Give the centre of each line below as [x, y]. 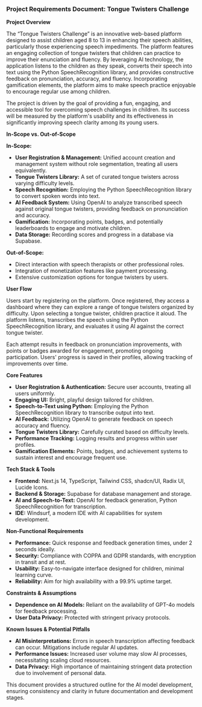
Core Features [24, 376]
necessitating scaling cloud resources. [63, 661]
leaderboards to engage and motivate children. [73, 228]
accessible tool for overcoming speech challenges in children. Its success [98, 110]
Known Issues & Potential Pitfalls [48, 629]
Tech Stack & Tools [31, 469]
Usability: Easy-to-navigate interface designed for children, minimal [99, 569]
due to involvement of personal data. [61, 673]
